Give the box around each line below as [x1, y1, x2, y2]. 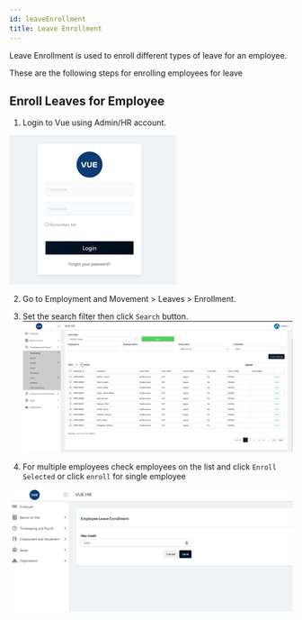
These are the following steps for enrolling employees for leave [9, 68, 243, 78]
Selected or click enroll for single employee [22, 470, 186, 481]
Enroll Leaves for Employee [9, 93, 164, 108]
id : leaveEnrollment [9, 14, 87, 23]
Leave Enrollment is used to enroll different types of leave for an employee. [9, 50, 288, 60]
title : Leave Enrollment [9, 23, 102, 33]
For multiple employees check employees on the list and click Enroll [22, 460, 277, 472]
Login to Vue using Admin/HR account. [22, 117, 166, 128]
